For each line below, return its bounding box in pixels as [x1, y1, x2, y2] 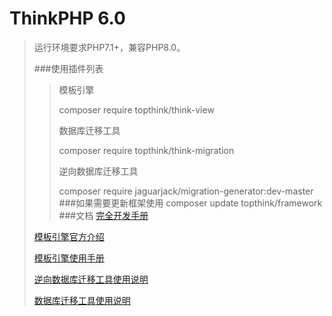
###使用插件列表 [33, 62, 104, 74]
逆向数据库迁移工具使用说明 [33, 273, 149, 285]
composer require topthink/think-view [58, 103, 215, 116]
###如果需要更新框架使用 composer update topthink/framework [58, 197, 323, 209]
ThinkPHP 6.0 [9, 7, 126, 30]
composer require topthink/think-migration [58, 144, 235, 156]
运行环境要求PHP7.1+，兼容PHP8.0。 [33, 41, 186, 53]
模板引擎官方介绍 [33, 230, 105, 242]
